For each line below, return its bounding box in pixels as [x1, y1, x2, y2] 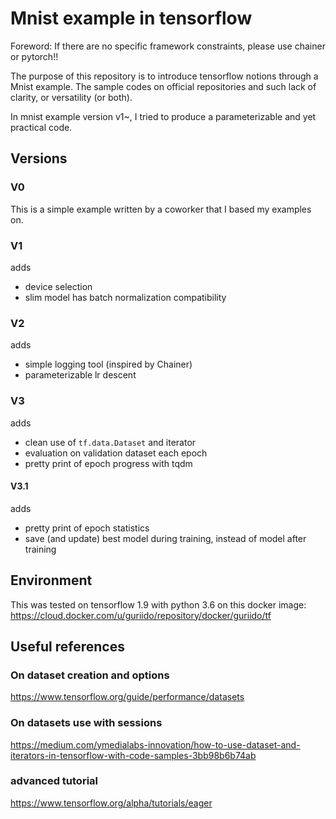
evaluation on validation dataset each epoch [24, 447, 208, 459]
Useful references [10, 638, 125, 655]
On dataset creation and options [10, 668, 170, 682]
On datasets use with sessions [10, 716, 163, 730]
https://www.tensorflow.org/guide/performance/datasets [10, 691, 245, 703]
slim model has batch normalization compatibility [24, 291, 227, 303]
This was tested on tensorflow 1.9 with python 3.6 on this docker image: [10, 598, 307, 611]
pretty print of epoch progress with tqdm [24, 457, 193, 469]
